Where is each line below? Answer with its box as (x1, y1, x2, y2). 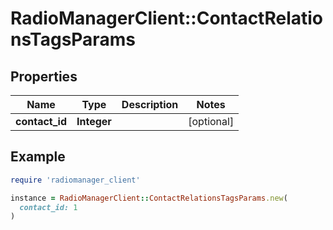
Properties (10, 68, 78, 85)
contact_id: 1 (19, 202, 78, 212)
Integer (76, 115, 112, 128)
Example (10, 148, 66, 166)
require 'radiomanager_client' (10, 175, 141, 185)
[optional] (188, 115, 235, 128)
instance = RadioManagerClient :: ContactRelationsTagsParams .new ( (10, 193, 288, 203)
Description (121, 98, 179, 111)
